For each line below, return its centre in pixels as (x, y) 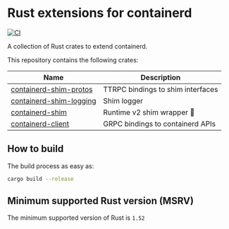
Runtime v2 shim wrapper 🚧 (149, 112)
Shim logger (123, 100)
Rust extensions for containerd (100, 13)
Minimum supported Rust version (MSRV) (100, 201)
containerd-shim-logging (54, 100)
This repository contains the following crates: (73, 60)
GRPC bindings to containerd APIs (160, 124)
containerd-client (40, 124)
